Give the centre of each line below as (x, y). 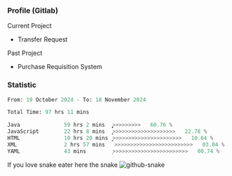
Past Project (25, 53)
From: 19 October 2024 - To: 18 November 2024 (77, 100)
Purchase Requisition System (60, 67)
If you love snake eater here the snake (63, 165)
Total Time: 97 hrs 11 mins (49, 112)
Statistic (22, 85)
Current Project (30, 26)
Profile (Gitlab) (33, 11)
